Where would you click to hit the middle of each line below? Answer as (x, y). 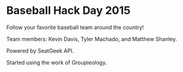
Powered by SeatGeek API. (40, 51)
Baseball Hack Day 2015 (69, 11)
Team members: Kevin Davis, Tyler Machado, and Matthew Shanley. (92, 39)
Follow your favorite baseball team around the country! (75, 27)
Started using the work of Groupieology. (57, 62)
